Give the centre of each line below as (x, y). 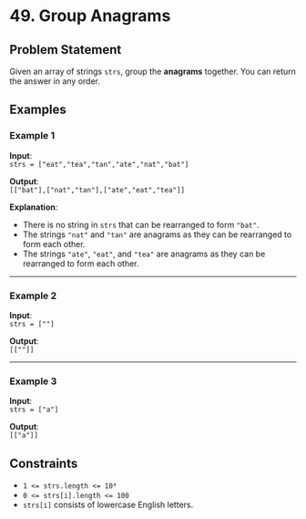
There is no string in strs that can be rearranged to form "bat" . (141, 224)
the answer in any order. (55, 81)
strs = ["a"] (34, 410)
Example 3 (33, 381)
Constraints (44, 463)
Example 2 (33, 296)
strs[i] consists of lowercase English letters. (108, 505)
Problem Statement (66, 50)
